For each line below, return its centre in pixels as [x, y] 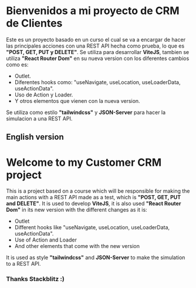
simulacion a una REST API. [39, 118]
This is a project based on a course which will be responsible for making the [98, 191]
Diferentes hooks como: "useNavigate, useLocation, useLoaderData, [97, 82]
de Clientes [34, 23]
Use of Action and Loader [46, 240]
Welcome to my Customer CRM [84, 162]
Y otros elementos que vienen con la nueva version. [77, 101]
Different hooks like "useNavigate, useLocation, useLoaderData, [92, 227]
